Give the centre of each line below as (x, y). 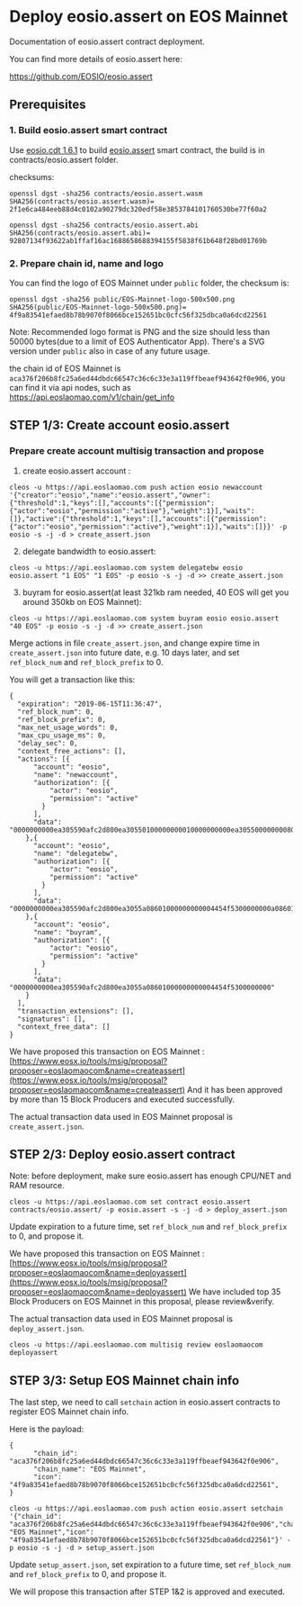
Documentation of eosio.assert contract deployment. (107, 41)
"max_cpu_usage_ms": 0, (62, 735)
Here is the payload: (47, 1430)
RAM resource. (37, 1186)
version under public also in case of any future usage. (110, 351)
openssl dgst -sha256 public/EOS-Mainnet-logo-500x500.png (122, 299)
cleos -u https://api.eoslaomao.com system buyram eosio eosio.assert (144, 618)
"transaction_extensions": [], (76, 1011)
